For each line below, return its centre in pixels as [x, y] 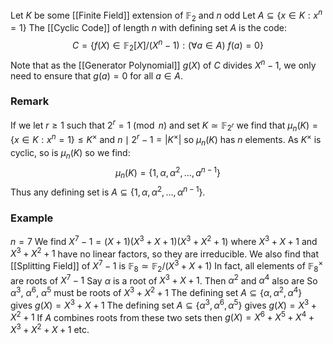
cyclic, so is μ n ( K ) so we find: [70, 153]
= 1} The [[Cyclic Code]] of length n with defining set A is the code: [148, 28]
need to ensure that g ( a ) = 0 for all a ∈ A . [96, 75]
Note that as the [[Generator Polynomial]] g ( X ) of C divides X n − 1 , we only [163, 64]
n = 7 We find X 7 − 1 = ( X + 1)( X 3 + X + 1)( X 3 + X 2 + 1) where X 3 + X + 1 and [164, 240]
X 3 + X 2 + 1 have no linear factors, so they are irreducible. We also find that [165, 253]
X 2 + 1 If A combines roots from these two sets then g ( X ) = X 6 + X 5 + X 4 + [162, 316]
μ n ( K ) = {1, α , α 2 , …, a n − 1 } [168, 172]
